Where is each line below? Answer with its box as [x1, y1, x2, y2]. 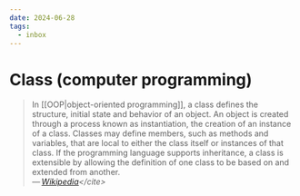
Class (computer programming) [9, 69, 253, 90]
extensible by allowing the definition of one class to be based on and [31, 157, 289, 168]
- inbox [17, 30, 47, 39]
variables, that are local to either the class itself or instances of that [31, 138, 285, 149]
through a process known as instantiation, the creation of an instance [31, 119, 292, 130]
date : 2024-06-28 [9, 13, 75, 23]
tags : [9, 22, 30, 31]
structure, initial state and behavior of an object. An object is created [31, 109, 289, 120]
